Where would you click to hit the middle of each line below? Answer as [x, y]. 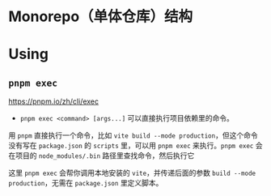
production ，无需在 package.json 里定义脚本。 [86, 183]
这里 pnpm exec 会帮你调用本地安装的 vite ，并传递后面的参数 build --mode [132, 173]
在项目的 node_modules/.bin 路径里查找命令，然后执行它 [102, 156]
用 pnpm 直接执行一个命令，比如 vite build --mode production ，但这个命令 [133, 135]
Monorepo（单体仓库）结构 [101, 17]
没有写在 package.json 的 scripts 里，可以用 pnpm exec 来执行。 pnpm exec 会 [135, 146]
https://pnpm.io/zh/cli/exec [54, 101]
